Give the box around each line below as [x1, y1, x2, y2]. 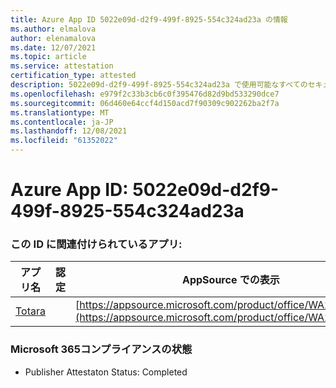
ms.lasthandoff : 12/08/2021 [10, 126, 128, 136]
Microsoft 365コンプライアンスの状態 [10, 342, 193, 356]
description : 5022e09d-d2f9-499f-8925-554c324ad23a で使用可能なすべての [10, 80, 308, 90]
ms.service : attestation [10, 61, 114, 71]
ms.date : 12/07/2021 [10, 42, 97, 53]
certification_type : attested [10, 71, 137, 81]
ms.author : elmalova [10, 24, 97, 34]
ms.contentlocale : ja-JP [10, 117, 114, 127]
